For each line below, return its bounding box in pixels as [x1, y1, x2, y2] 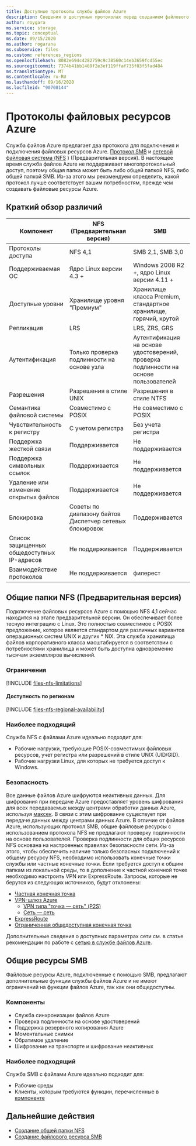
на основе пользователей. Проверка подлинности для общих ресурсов [6, 835, 185, 842]
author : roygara [6, 19, 45, 25]
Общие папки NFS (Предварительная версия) [6, 592, 182, 603]
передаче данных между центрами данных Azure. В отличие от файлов [6, 816, 185, 824]
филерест [133, 569, 161, 577]
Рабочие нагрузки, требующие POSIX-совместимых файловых [14, 745, 172, 752]
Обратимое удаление [14, 1037, 69, 1044]
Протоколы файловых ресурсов [6, 110, 171, 123]
